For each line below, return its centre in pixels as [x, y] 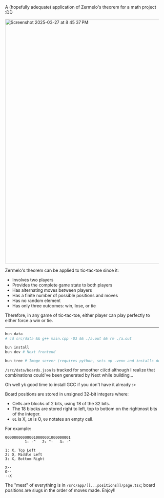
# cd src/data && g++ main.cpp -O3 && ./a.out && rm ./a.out [69, 338]
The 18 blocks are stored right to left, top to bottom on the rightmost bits [85, 409]
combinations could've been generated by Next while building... [69, 375]
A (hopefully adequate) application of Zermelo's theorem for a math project [81, 7]
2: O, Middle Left [24, 455]
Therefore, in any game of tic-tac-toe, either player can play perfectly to [78, 315]
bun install [17, 347]
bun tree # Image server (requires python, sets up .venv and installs [79, 361]
